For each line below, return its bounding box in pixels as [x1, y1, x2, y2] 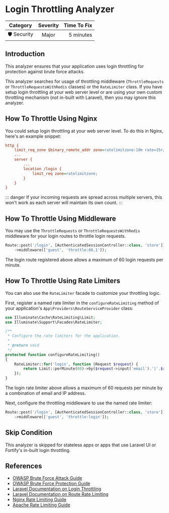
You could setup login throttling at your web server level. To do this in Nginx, [5, 128, 163, 134]
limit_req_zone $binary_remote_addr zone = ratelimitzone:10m [14, 147, 143, 152]
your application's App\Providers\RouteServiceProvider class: [5, 305, 133, 311]
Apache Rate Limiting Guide [12, 502, 70, 508]
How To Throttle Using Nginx [5, 115, 98, 123]
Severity [38, 22, 59, 29]
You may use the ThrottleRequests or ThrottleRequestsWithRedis [5, 228, 140, 234]
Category [9, 22, 32, 29]
